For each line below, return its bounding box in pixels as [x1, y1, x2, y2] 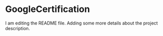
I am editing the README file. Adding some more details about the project [5, 20, 158, 26]
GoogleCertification [5, 3, 90, 15]
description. [5, 25, 30, 31]
